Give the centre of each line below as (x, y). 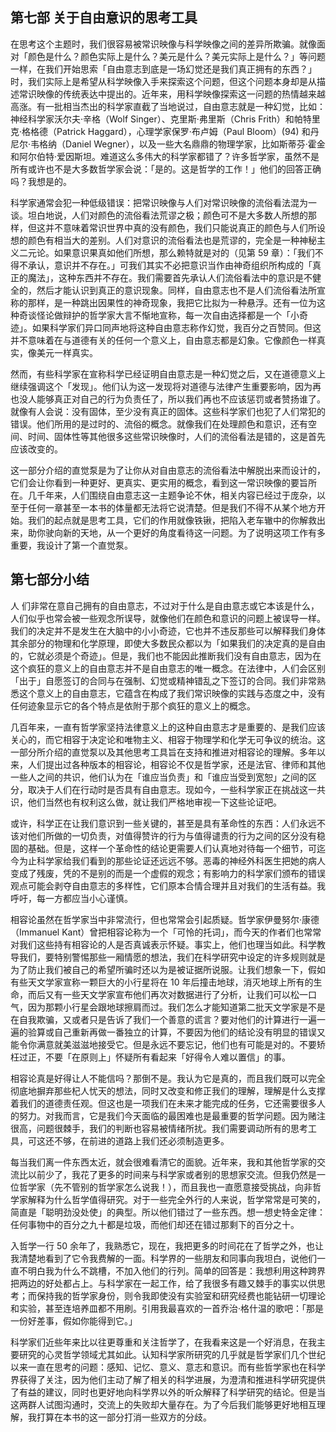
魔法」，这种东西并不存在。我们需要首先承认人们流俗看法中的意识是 (165, 277)
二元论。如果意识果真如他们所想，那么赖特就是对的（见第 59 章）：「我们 (166, 252)
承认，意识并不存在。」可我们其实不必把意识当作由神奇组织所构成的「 (170, 265)
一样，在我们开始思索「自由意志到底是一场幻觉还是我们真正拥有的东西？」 (163, 69)
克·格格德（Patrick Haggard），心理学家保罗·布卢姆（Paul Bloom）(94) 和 (160, 131)
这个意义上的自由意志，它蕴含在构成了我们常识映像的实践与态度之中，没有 (172, 693)
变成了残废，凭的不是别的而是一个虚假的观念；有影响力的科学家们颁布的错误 (168, 873)
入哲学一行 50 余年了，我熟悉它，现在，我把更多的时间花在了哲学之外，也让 (167, 1245)
